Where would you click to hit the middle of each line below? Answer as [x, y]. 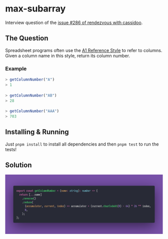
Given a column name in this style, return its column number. [67, 55]
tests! [11, 149]
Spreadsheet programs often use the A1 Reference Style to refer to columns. [84, 50]
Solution [18, 165]
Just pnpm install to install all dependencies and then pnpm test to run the [82, 144]
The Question [27, 38]
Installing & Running [37, 132]
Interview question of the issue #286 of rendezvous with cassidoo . [74, 22]
